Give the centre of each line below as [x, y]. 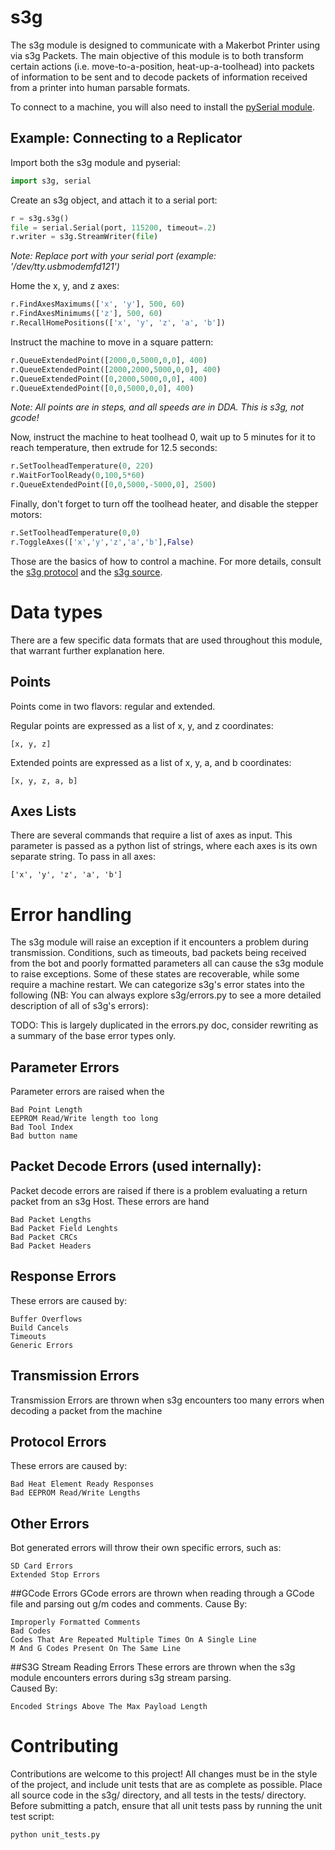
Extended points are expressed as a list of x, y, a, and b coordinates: [151, 762]
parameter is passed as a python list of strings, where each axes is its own [164, 846]
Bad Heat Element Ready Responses [82, 1484]
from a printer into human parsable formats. [100, 87]
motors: [26, 514]
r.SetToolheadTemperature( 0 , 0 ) [75, 533]
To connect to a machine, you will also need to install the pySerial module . [162, 107]
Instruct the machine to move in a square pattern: [112, 342]
